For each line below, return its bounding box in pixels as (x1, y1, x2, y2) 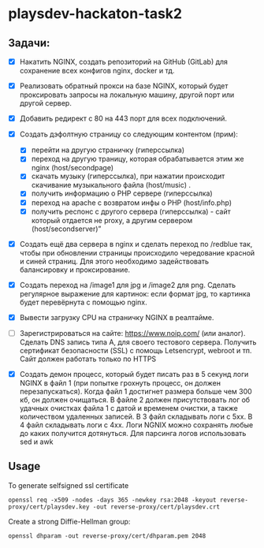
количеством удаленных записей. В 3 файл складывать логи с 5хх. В (19, 412, 253, 421)
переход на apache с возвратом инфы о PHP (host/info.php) (31, 198, 232, 207)
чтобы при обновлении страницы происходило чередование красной (19, 248, 255, 257)
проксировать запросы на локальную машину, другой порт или (19, 90, 235, 99)
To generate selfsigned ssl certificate (8, 480, 129, 490)
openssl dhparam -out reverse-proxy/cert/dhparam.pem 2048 (8, 531, 206, 540)
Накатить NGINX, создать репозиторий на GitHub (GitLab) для (19, 57, 229, 66)
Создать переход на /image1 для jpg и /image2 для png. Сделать (19, 280, 236, 289)
